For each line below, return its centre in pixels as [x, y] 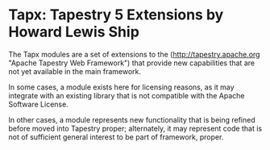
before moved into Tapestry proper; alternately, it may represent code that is [135, 128]
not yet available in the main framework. [75, 71]
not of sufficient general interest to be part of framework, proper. [116, 137]
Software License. [38, 104]
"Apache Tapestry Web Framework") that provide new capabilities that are [132, 63]
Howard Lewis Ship [74, 32]
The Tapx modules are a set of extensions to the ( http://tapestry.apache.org [134, 54]
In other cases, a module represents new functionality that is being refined [132, 119]
